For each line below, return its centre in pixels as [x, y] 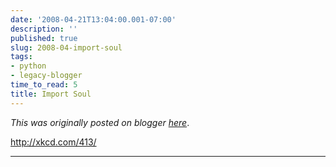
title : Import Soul [51, 94]
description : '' [44, 29]
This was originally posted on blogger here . [100, 122]
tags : [21, 57]
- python [28, 66]
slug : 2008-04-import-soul [66, 47]
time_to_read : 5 [44, 85]
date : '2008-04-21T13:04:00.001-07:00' [93, 19]
